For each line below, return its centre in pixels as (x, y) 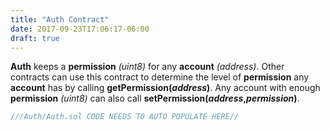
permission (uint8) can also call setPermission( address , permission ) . (155, 98)
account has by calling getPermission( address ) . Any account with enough (165, 88)
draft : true (35, 38)
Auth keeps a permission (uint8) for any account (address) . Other (147, 67)
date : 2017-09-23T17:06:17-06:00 (80, 29)
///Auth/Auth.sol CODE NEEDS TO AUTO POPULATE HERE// (125, 117)
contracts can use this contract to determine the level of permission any (160, 77)
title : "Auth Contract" (60, 19)
